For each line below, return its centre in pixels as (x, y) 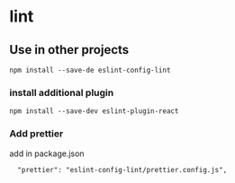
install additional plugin (62, 92)
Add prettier (36, 134)
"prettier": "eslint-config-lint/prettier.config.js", (122, 170)
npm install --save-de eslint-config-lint (90, 70)
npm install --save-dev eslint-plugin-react (94, 111)
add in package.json (47, 153)
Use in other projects (69, 50)
